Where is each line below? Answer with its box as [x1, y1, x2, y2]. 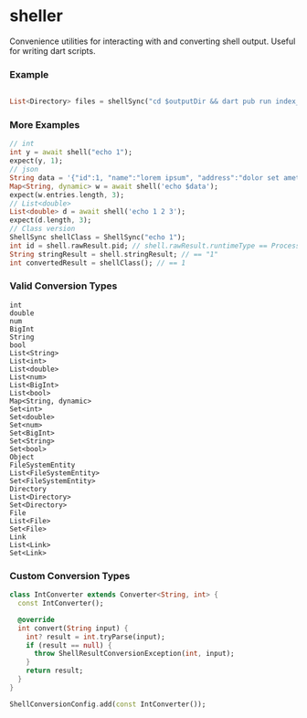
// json [9, 165, 39, 174]
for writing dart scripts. [9, 45, 96, 56]
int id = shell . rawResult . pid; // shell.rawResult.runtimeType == [9, 241, 268, 250]
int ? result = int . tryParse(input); [26, 632, 166, 641]
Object [9, 452, 35, 461]
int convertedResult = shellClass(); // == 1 [9, 258, 185, 268]
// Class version [9, 225, 76, 234]
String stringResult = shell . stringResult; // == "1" [9, 249, 219, 259]
